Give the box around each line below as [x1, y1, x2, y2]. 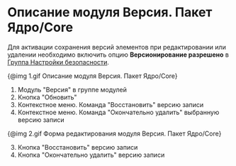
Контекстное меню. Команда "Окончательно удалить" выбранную [17, 108, 220, 116]
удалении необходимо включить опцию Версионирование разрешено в [7, 50, 229, 59]
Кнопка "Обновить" [17, 93, 77, 101]
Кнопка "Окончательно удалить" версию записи [17, 150, 165, 159]
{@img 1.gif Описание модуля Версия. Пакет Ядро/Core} [7, 72, 179, 80]
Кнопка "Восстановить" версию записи [17, 143, 138, 151]
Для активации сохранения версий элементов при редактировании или [7, 43, 227, 51]
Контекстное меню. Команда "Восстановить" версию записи [17, 100, 204, 109]
